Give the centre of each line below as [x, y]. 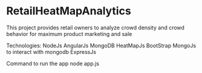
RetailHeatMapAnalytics [69, 11]
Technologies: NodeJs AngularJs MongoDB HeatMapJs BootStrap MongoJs [101, 45]
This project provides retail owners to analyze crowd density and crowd [95, 28]
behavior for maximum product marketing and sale [69, 34]
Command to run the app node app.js [53, 63]
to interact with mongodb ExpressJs [51, 51]
